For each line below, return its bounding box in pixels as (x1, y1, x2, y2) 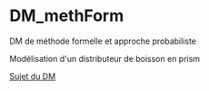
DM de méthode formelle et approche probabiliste (9, 35, 197, 46)
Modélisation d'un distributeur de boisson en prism (9, 53, 201, 64)
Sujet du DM (9, 70, 56, 82)
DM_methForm (9, 5, 124, 26)
